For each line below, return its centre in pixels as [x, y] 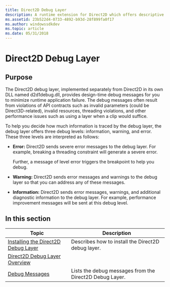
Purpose [19, 77]
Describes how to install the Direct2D [115, 241]
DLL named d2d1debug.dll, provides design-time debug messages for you [82, 95]
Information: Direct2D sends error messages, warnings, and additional [87, 192]
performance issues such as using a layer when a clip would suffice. [77, 116]
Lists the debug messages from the [113, 270]
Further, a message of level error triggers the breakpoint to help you [83, 162]
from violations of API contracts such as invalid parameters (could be [77, 105]
